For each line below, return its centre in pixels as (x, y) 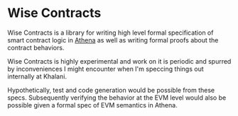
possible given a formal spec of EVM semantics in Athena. (92, 105)
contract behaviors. (36, 47)
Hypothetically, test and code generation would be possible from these (111, 90)
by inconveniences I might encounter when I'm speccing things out (106, 69)
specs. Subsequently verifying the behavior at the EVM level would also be (117, 98)
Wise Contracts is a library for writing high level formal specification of (110, 33)
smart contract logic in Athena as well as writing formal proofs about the (113, 40)
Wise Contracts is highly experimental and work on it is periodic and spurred (119, 61)
